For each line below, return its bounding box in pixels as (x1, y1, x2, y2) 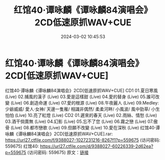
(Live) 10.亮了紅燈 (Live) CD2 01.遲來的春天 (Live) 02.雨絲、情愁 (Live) (14, 112, 157, 118)
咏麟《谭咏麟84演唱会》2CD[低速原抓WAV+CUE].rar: (5, 131, 113, 137)
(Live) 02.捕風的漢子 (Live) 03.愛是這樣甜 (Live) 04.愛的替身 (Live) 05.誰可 (5, 94, 156, 100)
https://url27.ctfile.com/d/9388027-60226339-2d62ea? (40, 143, 154, 149)
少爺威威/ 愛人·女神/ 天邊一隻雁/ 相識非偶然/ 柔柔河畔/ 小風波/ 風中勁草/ (5, 106, 150, 112)
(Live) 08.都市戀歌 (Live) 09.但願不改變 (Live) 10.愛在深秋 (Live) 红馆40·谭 (10, 124, 161, 130)
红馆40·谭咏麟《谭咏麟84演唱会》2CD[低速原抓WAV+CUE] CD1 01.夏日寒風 (5, 87, 158, 93)
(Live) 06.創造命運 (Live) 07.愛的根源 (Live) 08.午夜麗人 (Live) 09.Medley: (10, 100, 159, 106)
